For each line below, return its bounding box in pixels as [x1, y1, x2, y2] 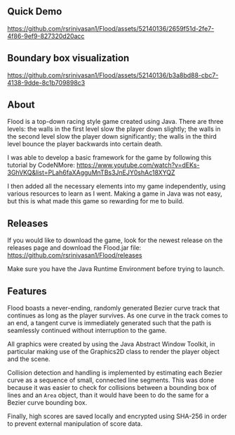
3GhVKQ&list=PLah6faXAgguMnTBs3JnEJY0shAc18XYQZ [7, 168, 175, 177]
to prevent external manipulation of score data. [7, 420, 143, 428]
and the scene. [7, 355, 51, 363]
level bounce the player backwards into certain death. [7, 140, 163, 149]
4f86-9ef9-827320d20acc [7, 32, 85, 40]
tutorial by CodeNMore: [7, 161, 75, 170]
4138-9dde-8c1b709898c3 [7, 78, 86, 87]
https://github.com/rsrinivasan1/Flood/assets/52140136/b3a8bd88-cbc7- [7, 70, 219, 80]
